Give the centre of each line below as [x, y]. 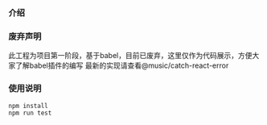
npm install [28, 106]
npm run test [30, 113]
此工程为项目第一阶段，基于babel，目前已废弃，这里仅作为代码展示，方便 [130, 56]
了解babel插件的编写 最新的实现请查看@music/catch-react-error [122, 65]
